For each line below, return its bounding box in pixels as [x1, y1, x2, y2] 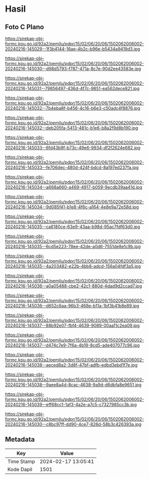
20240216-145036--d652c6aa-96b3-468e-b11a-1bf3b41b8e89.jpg [5, 303, 139, 308]
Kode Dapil [7, 466, 33, 473]
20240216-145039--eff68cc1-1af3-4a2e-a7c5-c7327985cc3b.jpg [5, 402, 137, 407]
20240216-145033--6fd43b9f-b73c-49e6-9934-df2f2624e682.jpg [5, 145, 141, 150]
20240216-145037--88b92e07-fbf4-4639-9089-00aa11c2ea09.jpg [5, 322, 140, 328]
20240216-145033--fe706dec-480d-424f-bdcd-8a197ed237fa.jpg [5, 164, 139, 170]
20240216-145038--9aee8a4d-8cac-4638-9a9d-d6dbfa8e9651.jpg [5, 382, 142, 388]
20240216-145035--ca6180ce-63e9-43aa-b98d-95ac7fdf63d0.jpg [5, 224, 140, 230]
